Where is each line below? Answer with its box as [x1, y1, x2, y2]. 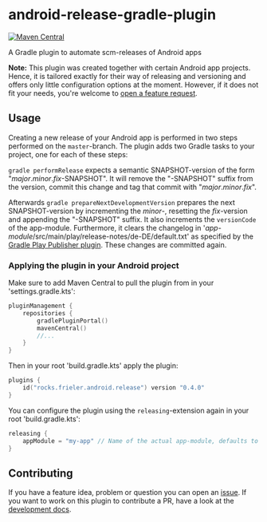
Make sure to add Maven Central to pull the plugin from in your [8, 278, 214, 288]
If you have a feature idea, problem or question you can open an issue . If [8, 488, 247, 497]
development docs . [8, 504, 72, 514]
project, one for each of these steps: [8, 149, 128, 159]
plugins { [8, 377, 41, 385]
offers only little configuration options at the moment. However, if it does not [8, 80, 259, 89]
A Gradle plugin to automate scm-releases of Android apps [8, 47, 202, 57]
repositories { [22, 309, 73, 317]
